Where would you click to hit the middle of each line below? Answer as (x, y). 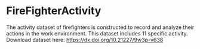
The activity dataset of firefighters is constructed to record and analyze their (100, 27)
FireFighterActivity (54, 11)
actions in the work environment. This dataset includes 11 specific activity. (97, 33)
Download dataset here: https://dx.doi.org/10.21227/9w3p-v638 (85, 40)
